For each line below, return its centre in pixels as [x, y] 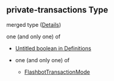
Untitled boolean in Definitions [53, 48]
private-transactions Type [57, 10]
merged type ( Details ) [34, 24]
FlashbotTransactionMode [57, 72]
